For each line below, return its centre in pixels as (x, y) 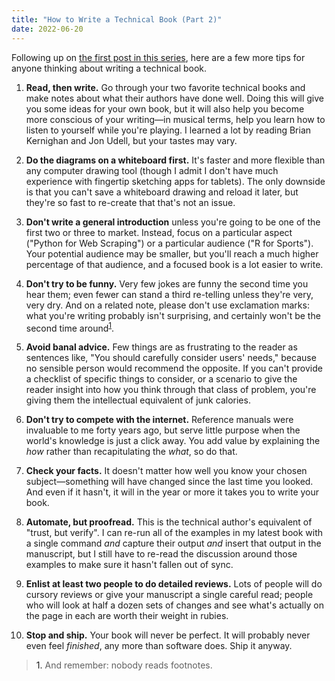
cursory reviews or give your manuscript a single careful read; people (169, 595)
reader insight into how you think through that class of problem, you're (171, 390)
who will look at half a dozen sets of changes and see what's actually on (174, 605)
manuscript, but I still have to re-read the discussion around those (161, 554)
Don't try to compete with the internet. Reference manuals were (159, 420)
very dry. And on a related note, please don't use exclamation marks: (167, 305)
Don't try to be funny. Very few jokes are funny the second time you (167, 283)
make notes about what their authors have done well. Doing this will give (174, 98)
